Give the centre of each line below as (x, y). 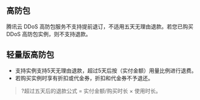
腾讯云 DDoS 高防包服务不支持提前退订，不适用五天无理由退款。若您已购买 (100, 27)
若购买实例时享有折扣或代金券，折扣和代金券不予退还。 (84, 78)
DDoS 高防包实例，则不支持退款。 (49, 34)
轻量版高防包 (30, 55)
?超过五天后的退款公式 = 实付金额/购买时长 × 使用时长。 (91, 91)
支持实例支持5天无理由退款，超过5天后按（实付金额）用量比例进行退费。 (106, 70)
